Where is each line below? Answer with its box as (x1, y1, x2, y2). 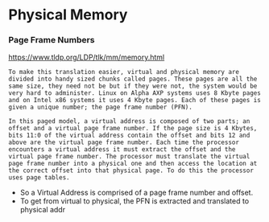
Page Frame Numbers (8, 35, 95, 46)
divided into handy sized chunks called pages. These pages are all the (8, 75, 258, 84)
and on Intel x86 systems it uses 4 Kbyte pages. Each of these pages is (8, 97, 262, 105)
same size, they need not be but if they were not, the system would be (8, 82, 258, 90)
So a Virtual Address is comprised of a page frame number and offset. (19, 187, 254, 198)
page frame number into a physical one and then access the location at (8, 159, 258, 168)
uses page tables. (8, 174, 70, 182)
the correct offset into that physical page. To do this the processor (8, 166, 254, 175)
